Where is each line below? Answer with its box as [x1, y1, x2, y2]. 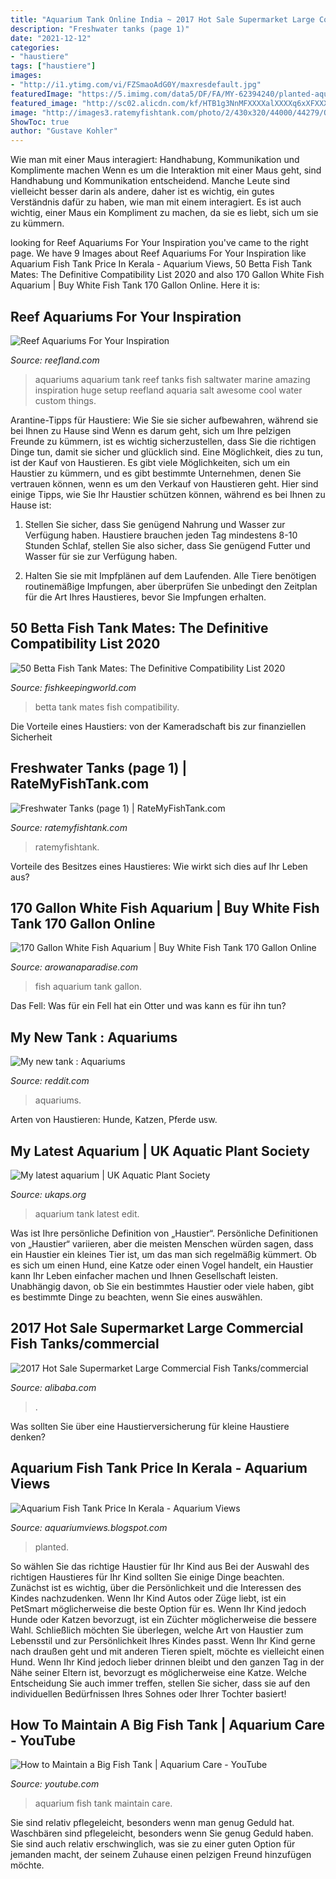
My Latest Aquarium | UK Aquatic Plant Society [10, 1142, 310, 1160]
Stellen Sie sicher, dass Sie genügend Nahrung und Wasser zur [24, 518, 286, 530]
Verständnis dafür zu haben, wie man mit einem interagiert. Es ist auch [10, 196, 302, 208]
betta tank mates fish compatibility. [34, 701, 180, 713]
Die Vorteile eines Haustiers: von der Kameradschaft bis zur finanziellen [10, 720, 307, 732]
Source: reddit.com [10, 1075, 90, 1087]
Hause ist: [10, 499, 52, 511]
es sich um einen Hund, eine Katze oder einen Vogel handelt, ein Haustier [10, 1259, 314, 1271]
